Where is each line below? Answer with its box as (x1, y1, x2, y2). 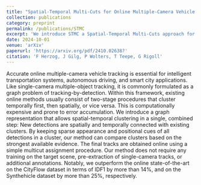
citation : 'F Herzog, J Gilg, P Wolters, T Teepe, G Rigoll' (6, 53, 163, 59)
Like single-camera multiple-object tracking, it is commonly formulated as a (6, 82, 194, 90)
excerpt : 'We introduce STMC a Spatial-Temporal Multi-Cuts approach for (6, 31, 196, 37)
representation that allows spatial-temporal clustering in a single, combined (6, 115, 194, 122)
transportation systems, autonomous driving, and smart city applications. (6, 76, 188, 83)
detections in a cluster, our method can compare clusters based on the (6, 133, 182, 141)
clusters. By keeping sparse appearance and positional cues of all (6, 127, 170, 135)
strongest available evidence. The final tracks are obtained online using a (6, 140, 188, 147)
